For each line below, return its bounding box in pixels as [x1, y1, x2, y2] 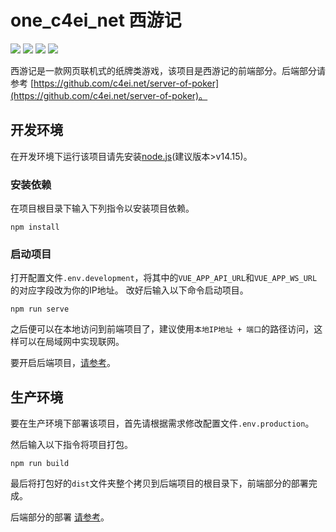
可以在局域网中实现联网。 [18, 336, 125, 348]
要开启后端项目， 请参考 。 [10, 357, 116, 369]
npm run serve [10, 304, 70, 315]
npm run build [10, 459, 70, 469]
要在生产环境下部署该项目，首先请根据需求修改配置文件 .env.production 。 [10, 417, 315, 430]
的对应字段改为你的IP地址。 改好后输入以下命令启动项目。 [10, 284, 249, 296]
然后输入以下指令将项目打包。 [10, 439, 133, 451]
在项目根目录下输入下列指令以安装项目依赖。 [10, 202, 195, 215]
